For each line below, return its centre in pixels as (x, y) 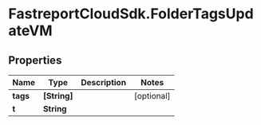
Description (103, 82)
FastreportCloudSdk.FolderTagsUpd (131, 14)
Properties (35, 60)
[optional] (152, 96)
